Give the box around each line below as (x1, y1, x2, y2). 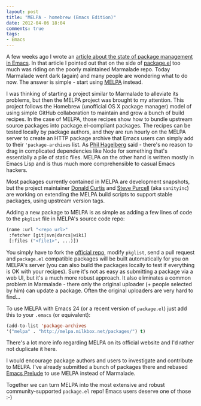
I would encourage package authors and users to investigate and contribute (6, 357, 193, 364)
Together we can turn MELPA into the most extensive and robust (6, 381, 165, 389)
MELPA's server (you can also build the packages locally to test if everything (6, 261, 195, 268)
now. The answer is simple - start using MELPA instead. (6, 78, 144, 86)
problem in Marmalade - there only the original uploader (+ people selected (6, 280, 193, 287)
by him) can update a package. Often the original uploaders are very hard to (6, 287, 194, 294)
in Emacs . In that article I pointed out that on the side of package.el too (6, 59, 181, 66)
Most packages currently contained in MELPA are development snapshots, (6, 178, 190, 185)
